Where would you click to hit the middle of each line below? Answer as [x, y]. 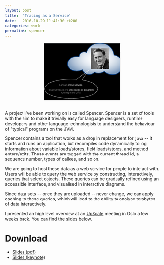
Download [26, 238]
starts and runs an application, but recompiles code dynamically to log [76, 143]
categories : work [23, 26]
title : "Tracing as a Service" [38, 15]
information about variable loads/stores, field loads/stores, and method [77, 149]
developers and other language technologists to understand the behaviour [80, 123]
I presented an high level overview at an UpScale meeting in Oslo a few [77, 213]
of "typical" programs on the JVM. [40, 129]
